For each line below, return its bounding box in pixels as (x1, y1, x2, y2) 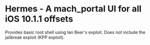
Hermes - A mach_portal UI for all (5, 3, 142, 14)
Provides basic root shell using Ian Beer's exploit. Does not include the (5, 29, 146, 35)
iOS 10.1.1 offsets (5, 13, 74, 24)
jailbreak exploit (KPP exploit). (5, 34, 65, 40)
